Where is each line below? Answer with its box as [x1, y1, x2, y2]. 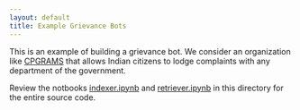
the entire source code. [9, 91, 96, 103]
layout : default [9, 13, 70, 22]
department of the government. [9, 64, 126, 76]
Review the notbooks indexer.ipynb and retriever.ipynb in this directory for [9, 82, 284, 93]
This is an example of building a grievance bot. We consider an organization [9, 46, 291, 56]
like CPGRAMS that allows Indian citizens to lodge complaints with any [9, 55, 270, 66]
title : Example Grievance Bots [9, 21, 127, 30]
